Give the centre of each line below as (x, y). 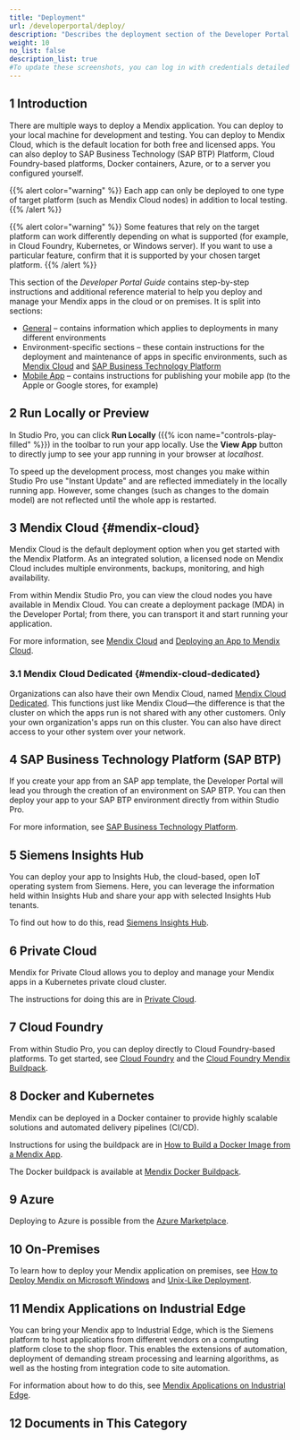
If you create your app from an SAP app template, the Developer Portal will (146, 781)
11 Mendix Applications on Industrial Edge (128, 1308)
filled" (20, 444)
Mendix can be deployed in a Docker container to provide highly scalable (144, 1118)
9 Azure (32, 1200)
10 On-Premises (55, 1249)
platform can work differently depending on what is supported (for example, (149, 236)
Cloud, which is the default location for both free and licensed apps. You (142, 144)
